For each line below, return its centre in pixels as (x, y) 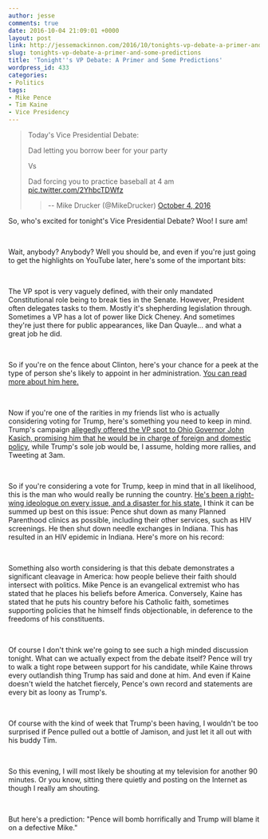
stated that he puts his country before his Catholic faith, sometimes (119, 602)
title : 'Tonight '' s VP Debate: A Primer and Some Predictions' (116, 61)
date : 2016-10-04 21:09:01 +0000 (64, 30)
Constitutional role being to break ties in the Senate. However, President (126, 300)
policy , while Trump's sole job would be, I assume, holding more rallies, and (132, 447)
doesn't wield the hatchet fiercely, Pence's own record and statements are (130, 684)
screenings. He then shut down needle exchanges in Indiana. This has (123, 529)
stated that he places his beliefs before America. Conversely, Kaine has (126, 593)
